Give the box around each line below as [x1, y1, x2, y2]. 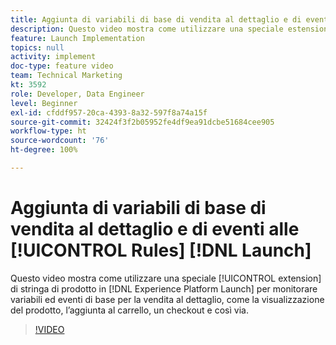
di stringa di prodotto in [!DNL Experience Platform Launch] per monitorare [10, 282, 318, 295]
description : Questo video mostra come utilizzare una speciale [10, 24, 284, 34]
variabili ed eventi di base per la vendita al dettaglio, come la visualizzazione [10, 293, 325, 305]
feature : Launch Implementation [10, 33, 145, 43]
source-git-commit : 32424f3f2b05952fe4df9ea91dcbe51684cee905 [10, 117, 275, 127]
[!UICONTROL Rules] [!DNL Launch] [10, 239, 312, 262]
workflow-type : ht [10, 126, 87, 136]
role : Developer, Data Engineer [10, 89, 145, 99]
